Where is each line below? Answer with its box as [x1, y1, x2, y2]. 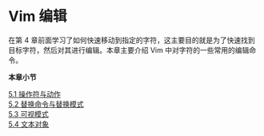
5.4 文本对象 [8, 119, 50, 129]
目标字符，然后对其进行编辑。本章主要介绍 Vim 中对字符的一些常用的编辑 [8, 45, 250, 54]
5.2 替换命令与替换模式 [8, 99, 84, 109]
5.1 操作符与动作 [8, 89, 62, 98]
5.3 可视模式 [8, 109, 50, 118]
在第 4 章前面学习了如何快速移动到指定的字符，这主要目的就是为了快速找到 [8, 35, 255, 45]
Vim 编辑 [8, 7, 67, 26]
